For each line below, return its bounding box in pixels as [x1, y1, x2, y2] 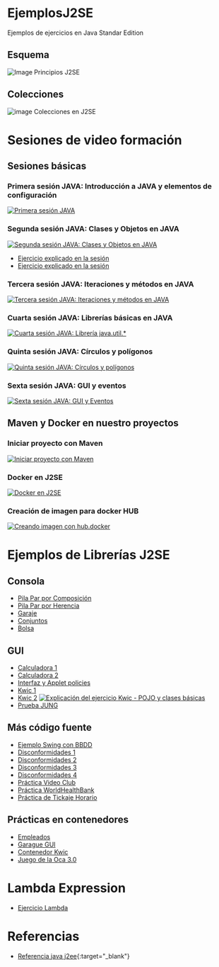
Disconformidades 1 [17, 748, 76, 756]
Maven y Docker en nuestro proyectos [7, 417, 179, 430]
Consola [7, 575, 45, 587]
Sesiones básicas [7, 160, 87, 172]
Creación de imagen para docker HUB [7, 505, 139, 515]
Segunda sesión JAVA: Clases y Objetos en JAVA [7, 224, 179, 234]
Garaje [17, 609, 37, 617]
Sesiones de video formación [7, 132, 182, 148]
